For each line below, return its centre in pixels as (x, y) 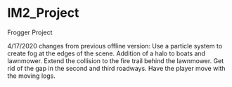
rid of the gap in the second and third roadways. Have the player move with (116, 68)
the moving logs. (32, 76)
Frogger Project (30, 32)
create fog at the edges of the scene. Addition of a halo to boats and (107, 53)
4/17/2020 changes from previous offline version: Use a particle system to (115, 46)
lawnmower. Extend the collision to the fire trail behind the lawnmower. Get (116, 60)
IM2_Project (43, 13)
